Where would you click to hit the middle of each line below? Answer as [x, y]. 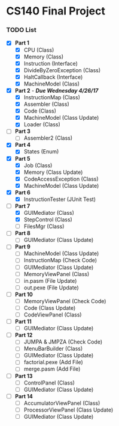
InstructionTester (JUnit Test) [59, 199]
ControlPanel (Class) [49, 383]
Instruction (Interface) [51, 63]
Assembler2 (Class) [48, 138]
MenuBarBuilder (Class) [53, 349]
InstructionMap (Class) [52, 97]
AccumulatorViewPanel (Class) [62, 403]
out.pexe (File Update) [51, 288]
